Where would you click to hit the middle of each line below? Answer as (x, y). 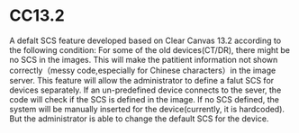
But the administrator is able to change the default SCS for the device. (139, 119)
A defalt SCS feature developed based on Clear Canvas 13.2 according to (145, 40)
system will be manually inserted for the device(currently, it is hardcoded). (147, 109)
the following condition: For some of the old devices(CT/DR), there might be (150, 49)
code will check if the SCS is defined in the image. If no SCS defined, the (144, 99)
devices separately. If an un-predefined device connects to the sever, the (145, 90)
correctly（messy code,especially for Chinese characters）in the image (143, 70)
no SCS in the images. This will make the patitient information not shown (144, 59)
